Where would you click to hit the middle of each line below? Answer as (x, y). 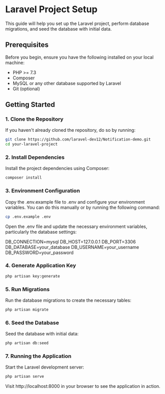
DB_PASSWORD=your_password (39, 252)
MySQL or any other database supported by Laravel (67, 83)
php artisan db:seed (27, 343)
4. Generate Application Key (41, 266)
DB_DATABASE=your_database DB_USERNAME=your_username (72, 247)
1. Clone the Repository (34, 119)
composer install (24, 178)
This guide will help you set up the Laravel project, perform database (77, 23)
